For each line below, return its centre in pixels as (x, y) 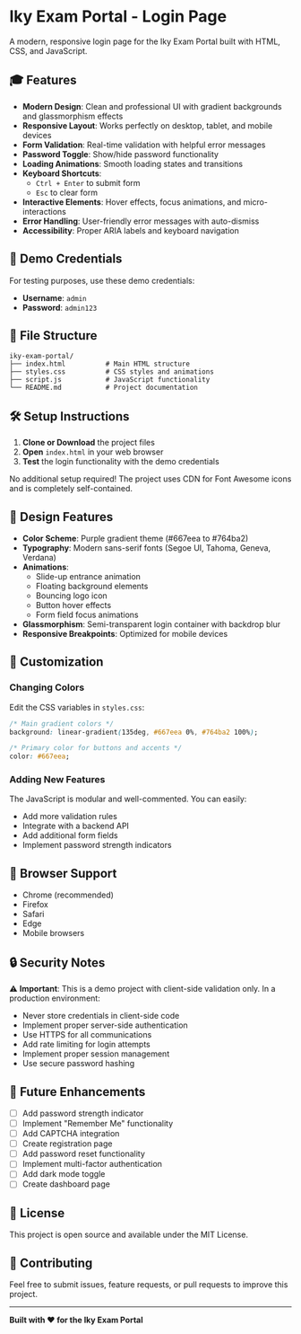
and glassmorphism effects (73, 116)
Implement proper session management (96, 1054)
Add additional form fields (70, 835)
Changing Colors (47, 687)
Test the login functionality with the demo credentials (120, 462)
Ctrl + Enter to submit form (88, 182)
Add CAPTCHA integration (71, 1134)
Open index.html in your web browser (93, 452)
